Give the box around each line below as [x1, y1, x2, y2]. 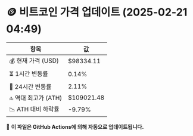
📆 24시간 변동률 [9, 82, 52, 91]
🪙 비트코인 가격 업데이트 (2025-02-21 [6, 5, 188, 19]
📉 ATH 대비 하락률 [9, 105, 60, 113]
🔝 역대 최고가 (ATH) [9, 94, 63, 102]
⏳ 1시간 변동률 [9, 69, 49, 78]
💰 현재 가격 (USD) [9, 56, 60, 64]
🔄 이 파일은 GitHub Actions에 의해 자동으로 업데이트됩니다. [6, 123, 144, 130]
